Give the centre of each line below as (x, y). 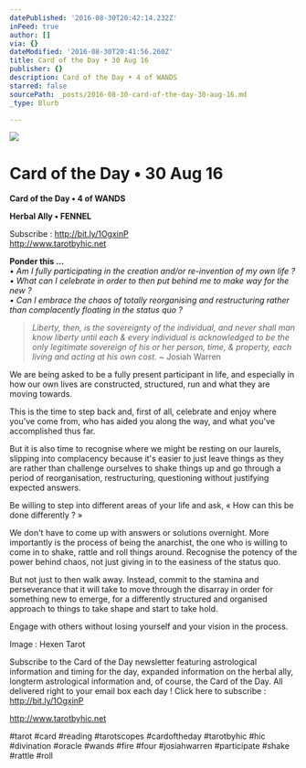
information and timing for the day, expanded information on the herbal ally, (152, 672)
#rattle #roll (31, 756)
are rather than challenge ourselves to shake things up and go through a (145, 468)
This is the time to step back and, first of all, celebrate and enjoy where (143, 411)
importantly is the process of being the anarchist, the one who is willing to (148, 543)
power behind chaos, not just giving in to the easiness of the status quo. (145, 562)
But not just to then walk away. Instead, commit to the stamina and (134, 580)
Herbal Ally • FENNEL (51, 217)
